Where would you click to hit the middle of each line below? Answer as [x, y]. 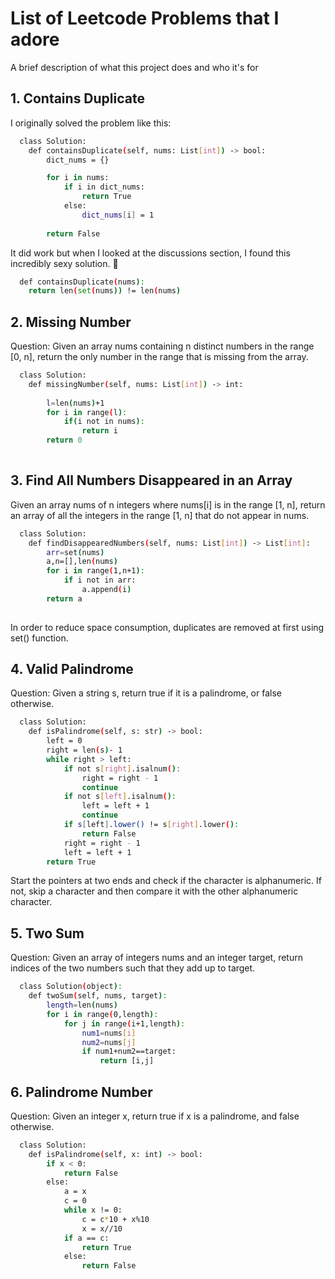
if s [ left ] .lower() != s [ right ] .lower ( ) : [151, 825]
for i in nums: [78, 178]
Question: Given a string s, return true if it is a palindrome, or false [146, 693]
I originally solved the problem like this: [91, 123]
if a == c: [86, 1238]
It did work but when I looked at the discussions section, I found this [150, 253]
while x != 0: [93, 1210]
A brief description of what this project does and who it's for [134, 67]
